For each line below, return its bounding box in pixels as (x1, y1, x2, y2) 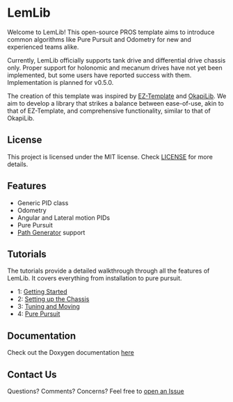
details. (7, 160, 29, 168)
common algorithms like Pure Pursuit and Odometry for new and (7, 35, 191, 43)
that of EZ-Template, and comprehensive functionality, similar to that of (7, 106, 211, 115)
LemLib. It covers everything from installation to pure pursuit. (7, 274, 182, 282)
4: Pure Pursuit (17, 309, 61, 318)
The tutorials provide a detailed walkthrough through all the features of (7, 266, 210, 275)
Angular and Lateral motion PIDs (17, 214, 110, 222)
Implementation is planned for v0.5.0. (7, 78, 114, 86)
